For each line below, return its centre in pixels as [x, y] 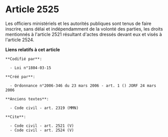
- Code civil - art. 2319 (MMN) [44, 108]
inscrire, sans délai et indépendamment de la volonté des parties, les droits [84, 29]
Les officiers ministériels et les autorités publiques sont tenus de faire [78, 23]
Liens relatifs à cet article [33, 49]
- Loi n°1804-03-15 [31, 68]
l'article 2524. [20, 40]
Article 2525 [32, 9]
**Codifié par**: [24, 59]
